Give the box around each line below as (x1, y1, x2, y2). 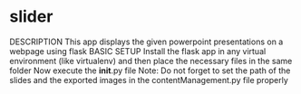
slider (9, 6, 53, 27)
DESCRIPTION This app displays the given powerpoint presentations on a (9, 36, 284, 47)
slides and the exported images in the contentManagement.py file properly (9, 74, 288, 85)
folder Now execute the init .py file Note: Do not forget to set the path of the (9, 65, 291, 76)
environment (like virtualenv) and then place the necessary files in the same (9, 55, 293, 66)
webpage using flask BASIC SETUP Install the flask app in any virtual (9, 45, 267, 56)
